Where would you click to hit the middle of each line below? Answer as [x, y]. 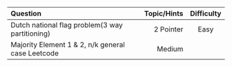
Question [26, 13]
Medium [170, 49]
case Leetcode [35, 53]
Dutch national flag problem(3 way [67, 25]
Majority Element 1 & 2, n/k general [68, 45]
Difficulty [205, 13]
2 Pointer [168, 29]
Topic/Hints [164, 13]
